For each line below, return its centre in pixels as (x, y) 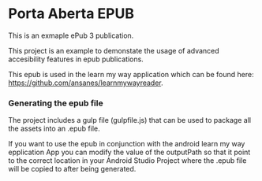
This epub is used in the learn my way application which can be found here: (131, 74)
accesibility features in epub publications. (76, 59)
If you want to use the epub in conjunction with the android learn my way (127, 144)
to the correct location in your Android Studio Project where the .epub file (127, 161)
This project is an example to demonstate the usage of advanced (114, 50)
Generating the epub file (56, 103)
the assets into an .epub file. (54, 129)
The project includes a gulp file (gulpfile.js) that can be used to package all (129, 120)
